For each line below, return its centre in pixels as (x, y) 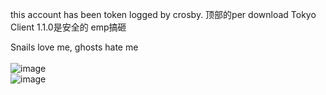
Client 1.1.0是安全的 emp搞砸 (68, 27)
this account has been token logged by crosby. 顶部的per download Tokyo (163, 14)
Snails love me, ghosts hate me (74, 47)
